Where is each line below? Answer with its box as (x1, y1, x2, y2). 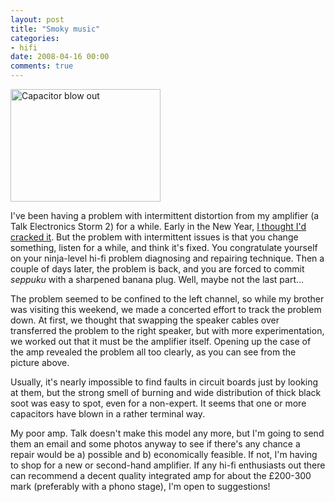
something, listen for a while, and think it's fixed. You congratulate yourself (10, 242, 318, 253)
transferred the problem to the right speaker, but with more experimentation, (10, 325, 325, 336)
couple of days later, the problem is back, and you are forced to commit (10, 263, 305, 275)
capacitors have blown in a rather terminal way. (10, 408, 206, 420)
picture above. (10, 357, 70, 368)
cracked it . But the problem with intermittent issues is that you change (10, 231, 299, 243)
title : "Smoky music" (10, 24, 101, 34)
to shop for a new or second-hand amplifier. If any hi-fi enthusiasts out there (10, 459, 326, 471)
